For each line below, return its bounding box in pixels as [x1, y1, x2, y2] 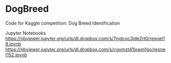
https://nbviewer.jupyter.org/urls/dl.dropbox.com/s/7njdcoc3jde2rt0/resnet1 [5, 35, 165, 41]
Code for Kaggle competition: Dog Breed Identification [5, 20, 120, 26]
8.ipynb [5, 40, 22, 47]
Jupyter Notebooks [5, 30, 46, 36]
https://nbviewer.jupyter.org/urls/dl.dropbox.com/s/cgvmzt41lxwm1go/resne [5, 46, 166, 52]
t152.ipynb [5, 52, 27, 58]
